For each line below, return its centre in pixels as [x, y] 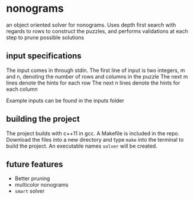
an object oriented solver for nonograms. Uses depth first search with [91, 25]
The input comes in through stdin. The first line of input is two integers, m [96, 70]
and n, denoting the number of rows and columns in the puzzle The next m [97, 76]
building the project [43, 119]
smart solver [30, 191]
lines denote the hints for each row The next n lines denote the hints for [93, 83]
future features [35, 164]
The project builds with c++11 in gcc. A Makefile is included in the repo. [93, 133]
